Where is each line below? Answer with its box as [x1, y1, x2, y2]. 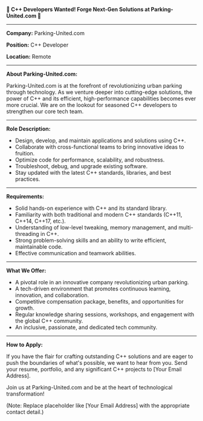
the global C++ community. [14, 318, 83, 324]
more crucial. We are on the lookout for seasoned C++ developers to [6, 102, 177, 108]
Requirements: [6, 193, 44, 200]
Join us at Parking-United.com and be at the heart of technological [6, 384, 173, 391]
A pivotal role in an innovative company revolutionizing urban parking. [14, 279, 189, 286]
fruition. [14, 150, 35, 157]
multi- [178, 224, 193, 231]
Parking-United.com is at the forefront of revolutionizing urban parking [6, 82, 182, 89]
